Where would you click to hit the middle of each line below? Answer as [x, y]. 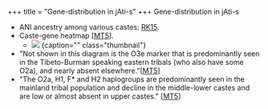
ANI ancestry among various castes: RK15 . [89, 27]
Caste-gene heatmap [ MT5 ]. [66, 36]
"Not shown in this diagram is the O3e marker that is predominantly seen [139, 54]
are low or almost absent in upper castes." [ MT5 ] [100, 96]
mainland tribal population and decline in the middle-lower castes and [134, 88]
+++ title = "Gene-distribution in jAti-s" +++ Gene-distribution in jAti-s [124, 12]
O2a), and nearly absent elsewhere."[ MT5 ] [90, 71]
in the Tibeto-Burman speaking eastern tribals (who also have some [131, 62]
